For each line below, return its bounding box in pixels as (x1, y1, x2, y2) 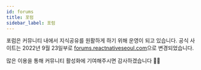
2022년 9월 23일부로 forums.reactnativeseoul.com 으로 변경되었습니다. (22, 44, 194, 51)
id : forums (6, 8, 34, 15)
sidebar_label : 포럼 (6, 20, 56, 26)
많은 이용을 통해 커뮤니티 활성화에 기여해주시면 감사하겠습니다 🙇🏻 (6, 57, 160, 65)
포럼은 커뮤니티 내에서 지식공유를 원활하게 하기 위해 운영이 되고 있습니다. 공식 (6, 37, 189, 44)
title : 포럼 (6, 14, 35, 20)
